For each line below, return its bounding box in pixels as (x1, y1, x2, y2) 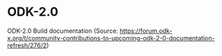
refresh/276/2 (7, 41, 47, 49)
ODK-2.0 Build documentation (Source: (7, 27, 119, 35)
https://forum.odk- (119, 27, 173, 35)
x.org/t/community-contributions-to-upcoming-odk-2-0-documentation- (7, 33, 215, 42)
